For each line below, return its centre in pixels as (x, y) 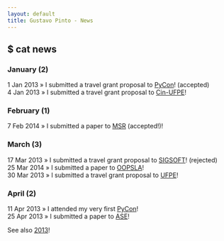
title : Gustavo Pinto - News (50, 21)
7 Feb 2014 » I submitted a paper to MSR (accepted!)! (85, 126)
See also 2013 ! (29, 230)
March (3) (25, 145)
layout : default (31, 14)
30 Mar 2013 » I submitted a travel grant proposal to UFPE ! (93, 175)
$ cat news (32, 49)
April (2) (22, 194)
